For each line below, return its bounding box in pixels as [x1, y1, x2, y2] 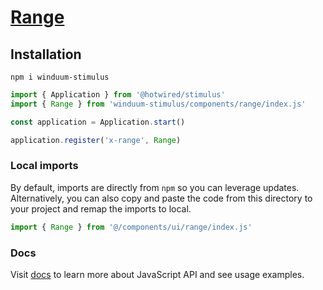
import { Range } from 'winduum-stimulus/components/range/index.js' [10, 99, 307, 109]
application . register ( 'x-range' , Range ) [10, 135, 182, 145]
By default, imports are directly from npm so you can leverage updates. [10, 181, 300, 193]
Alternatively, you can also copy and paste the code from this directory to [10, 192, 313, 204]
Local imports [10, 159, 79, 173]
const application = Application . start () [10, 117, 186, 127]
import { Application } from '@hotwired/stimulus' [10, 90, 226, 100]
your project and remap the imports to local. [10, 202, 192, 215]
